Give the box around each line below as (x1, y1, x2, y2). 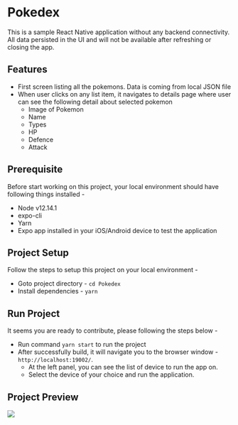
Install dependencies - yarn (17, 287, 98, 296)
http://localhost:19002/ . (17, 355, 94, 364)
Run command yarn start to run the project (17, 340, 147, 349)
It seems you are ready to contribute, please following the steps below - (7, 326, 218, 335)
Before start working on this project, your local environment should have (7, 182, 219, 190)
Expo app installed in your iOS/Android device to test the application (17, 226, 217, 235)
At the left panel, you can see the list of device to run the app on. (28, 363, 218, 372)
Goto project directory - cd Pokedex (17, 279, 121, 288)
